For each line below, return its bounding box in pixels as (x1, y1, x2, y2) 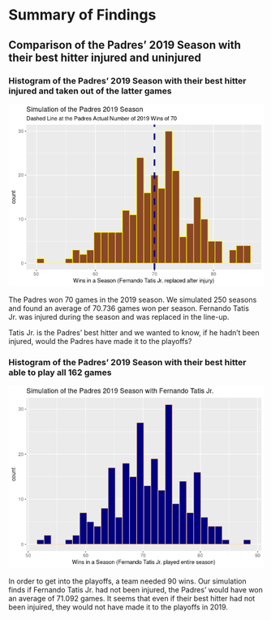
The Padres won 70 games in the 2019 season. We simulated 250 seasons (8, 295, 257, 304)
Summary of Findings (8, 6, 157, 24)
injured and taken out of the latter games (8, 85, 172, 97)
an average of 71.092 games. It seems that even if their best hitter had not (8, 594, 256, 604)
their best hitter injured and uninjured (8, 50, 201, 64)
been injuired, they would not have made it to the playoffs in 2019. (8, 602, 229, 612)
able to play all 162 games (8, 367, 112, 378)
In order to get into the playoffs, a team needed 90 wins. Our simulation (8, 576, 247, 586)
